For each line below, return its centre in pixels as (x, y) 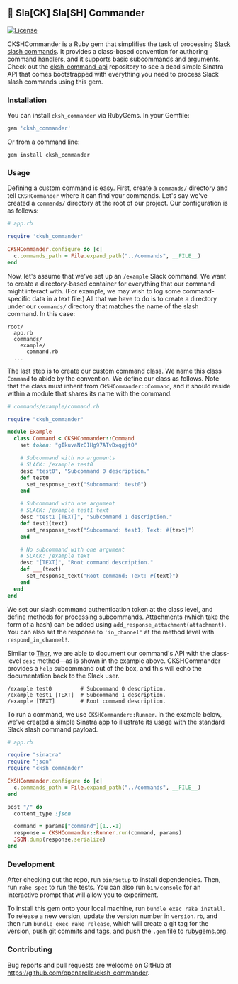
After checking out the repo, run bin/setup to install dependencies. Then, (114, 880)
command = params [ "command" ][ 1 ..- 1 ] (68, 827)
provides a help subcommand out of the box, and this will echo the (104, 668)
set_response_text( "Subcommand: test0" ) (86, 484)
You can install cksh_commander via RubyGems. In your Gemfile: (98, 116)
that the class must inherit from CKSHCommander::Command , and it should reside (119, 386)
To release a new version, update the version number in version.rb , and (113, 916)
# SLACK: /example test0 (57, 464)
